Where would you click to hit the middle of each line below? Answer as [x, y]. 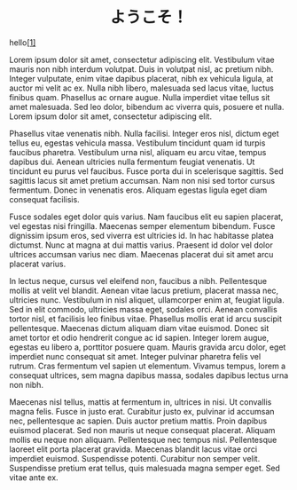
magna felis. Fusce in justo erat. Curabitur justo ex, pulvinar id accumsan [142, 411]
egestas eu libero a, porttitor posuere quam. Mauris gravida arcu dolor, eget [148, 347]
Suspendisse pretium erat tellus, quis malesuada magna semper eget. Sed [145, 468]
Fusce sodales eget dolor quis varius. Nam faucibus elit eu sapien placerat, [146, 217]
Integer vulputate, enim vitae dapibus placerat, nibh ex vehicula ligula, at [141, 78]
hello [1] [23, 42]
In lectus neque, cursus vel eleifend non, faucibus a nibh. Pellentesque [138, 281]
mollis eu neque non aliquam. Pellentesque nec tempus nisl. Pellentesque [143, 439]
